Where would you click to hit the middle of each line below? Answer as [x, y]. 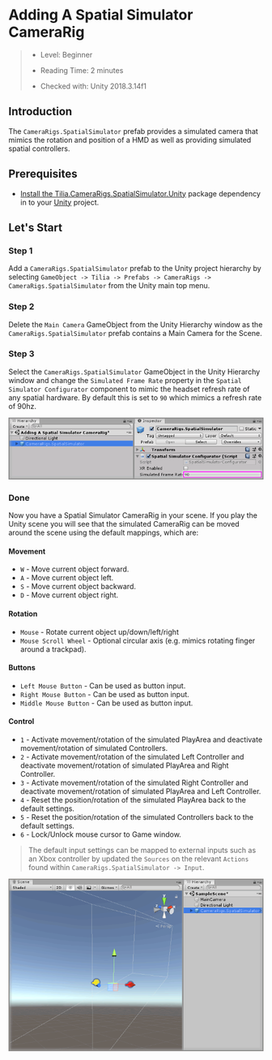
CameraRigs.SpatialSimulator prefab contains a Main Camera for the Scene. [135, 333]
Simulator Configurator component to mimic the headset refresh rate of [129, 389]
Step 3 [21, 354]
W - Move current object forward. [74, 569]
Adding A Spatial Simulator [101, 15]
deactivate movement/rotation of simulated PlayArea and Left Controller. [140, 791]
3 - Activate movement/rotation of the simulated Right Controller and [134, 782]
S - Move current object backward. [78, 587]
